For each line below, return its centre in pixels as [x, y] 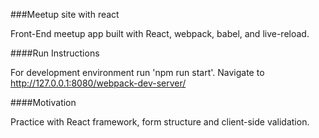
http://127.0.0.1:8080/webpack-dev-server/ [98, 83]
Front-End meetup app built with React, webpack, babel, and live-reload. [160, 33]
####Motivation [43, 102]
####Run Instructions [55, 53]
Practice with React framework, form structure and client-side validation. [160, 122]
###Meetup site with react [65, 14]
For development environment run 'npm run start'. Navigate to [137, 72]
